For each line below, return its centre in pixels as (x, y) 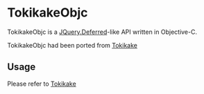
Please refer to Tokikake (42, 84)
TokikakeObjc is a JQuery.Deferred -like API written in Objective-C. (102, 32)
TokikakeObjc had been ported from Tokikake (72, 45)
